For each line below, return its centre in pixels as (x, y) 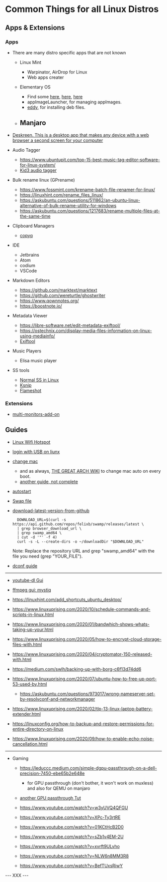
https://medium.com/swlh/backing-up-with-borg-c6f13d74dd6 (77, 669)
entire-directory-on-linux (38, 729)
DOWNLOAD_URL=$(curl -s (42, 520)
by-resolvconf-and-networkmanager (57, 699)
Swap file (22, 501)
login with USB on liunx (36, 451)
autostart (22, 491)
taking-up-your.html (33, 629)
